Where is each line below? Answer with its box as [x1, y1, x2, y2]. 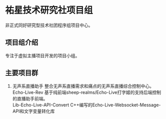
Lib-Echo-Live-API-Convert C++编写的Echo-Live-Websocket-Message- [12, 101, 161, 108]
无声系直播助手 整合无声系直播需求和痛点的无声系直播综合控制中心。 [12, 83, 154, 89]
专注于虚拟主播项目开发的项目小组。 [5, 52, 80, 58]
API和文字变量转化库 [12, 108, 55, 114]
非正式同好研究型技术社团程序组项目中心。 [5, 22, 93, 28]
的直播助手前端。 [12, 95, 48, 101]
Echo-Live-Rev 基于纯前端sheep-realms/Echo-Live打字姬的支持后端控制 [12, 89, 161, 95]
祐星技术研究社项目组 [5, 5, 93, 16]
